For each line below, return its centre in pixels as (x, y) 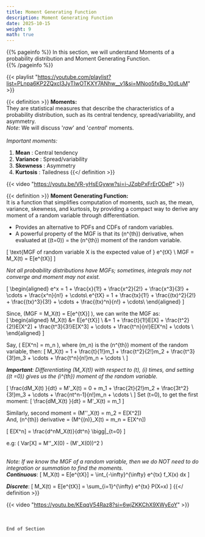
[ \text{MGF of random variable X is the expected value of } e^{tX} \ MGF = (100, 252)
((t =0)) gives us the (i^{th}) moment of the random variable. (82, 376)
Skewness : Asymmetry (45, 166)
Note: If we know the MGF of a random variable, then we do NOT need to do (103, 462)
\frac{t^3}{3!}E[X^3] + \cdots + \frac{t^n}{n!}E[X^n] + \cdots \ (116, 327)
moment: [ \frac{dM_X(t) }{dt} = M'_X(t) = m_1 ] (65, 401)
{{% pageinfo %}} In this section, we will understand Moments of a (91, 52)
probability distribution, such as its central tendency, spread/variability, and (101, 115)
